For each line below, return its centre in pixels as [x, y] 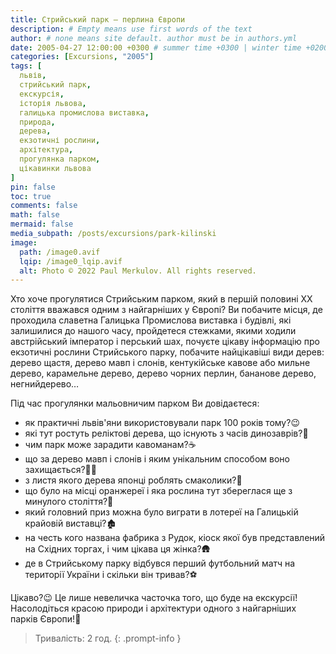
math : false [35, 215]
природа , [37, 122]
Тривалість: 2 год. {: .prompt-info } [108, 638]
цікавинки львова [55, 168]
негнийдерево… [45, 384]
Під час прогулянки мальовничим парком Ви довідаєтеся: [135, 403]
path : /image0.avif [60, 252]
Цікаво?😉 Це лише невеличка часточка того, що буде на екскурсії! [154, 598]
